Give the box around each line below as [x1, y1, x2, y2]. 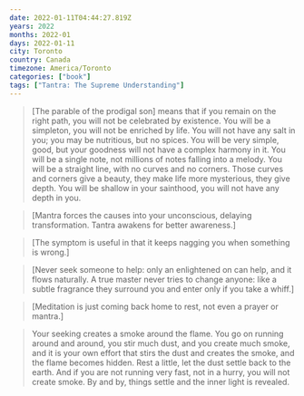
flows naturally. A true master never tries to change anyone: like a [31, 274, 277, 285]
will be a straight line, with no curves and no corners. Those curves [31, 163, 284, 174]
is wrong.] [31, 246, 70, 257]
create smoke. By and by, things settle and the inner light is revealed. [31, 376, 290, 387]
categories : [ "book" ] [9, 72, 92, 82]
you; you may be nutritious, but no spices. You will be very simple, [31, 134, 279, 145]
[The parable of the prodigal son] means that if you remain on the [31, 105, 277, 116]
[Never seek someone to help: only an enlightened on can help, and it [31, 264, 292, 275]
